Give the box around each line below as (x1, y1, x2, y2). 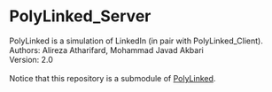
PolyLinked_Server (9, 6, 152, 27)
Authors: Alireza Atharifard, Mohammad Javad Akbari (9, 44, 204, 55)
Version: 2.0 (9, 54, 53, 65)
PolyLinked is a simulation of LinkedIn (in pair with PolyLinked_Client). (9, 35, 263, 46)
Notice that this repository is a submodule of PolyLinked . (9, 73, 216, 83)
